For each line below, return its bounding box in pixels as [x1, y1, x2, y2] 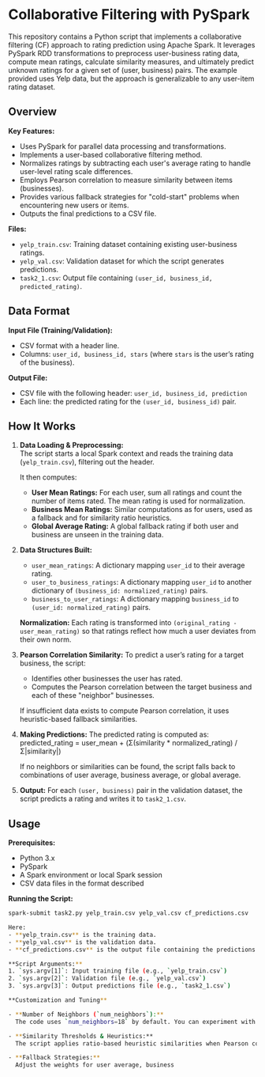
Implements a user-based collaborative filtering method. [19, 150, 203, 159]
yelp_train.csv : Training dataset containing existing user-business [19, 239, 238, 248]
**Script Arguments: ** [8, 960, 83, 968]
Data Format [8, 305, 70, 318]
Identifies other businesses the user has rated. [31, 674, 183, 684]
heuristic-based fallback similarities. [19, 715, 138, 724]
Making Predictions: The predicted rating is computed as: [19, 730, 209, 739]
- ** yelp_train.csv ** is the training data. [8, 931, 157, 939]
